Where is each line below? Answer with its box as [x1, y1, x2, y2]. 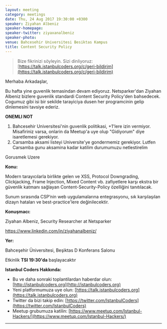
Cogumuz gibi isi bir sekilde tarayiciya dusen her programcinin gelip [5, 98, 144, 105]
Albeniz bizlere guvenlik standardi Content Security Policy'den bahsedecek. [5, 93, 161, 99]
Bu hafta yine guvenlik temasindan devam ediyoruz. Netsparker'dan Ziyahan [5, 88, 162, 94]
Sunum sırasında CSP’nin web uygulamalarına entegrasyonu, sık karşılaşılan [5, 193, 161, 199]
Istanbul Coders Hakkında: [5, 266, 62, 272]
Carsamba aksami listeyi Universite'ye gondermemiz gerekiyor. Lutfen [12, 139, 156, 145]
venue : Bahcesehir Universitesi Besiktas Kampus [5, 40, 108, 45]
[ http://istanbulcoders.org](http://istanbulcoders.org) [12, 281, 121, 287]
